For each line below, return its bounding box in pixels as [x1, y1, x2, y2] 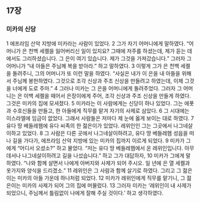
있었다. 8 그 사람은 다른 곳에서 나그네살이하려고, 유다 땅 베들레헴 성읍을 [22, 129, 189, 136]
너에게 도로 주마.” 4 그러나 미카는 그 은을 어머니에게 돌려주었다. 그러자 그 [12, 84, 183, 91]
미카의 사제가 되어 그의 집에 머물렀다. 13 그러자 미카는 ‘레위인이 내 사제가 [22, 182, 192, 189]
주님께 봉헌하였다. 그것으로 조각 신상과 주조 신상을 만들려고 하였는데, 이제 [12, 77, 184, 84]
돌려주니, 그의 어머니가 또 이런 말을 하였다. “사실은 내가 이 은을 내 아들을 [12, 69, 181, 76]
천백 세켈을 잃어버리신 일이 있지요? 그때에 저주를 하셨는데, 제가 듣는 [28, 47, 186, 54]
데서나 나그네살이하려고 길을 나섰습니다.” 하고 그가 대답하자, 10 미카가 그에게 [6, 152, 184, 159]
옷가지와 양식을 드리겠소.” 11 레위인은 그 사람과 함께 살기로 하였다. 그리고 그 [6, 167, 181, 174]
